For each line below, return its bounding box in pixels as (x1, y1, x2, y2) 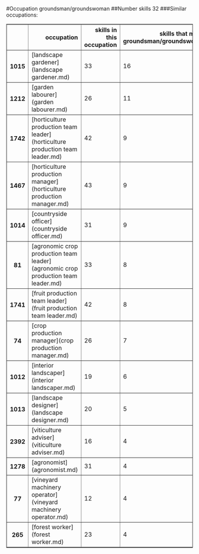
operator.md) (31, 513, 69, 521)
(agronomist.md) (31, 466, 78, 474)
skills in (95, 26, 117, 34)
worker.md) (31, 538, 64, 546)
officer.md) (31, 232, 63, 240)
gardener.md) (31, 73, 70, 81)
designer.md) (31, 416, 69, 424)
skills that (159, 30, 188, 37)
